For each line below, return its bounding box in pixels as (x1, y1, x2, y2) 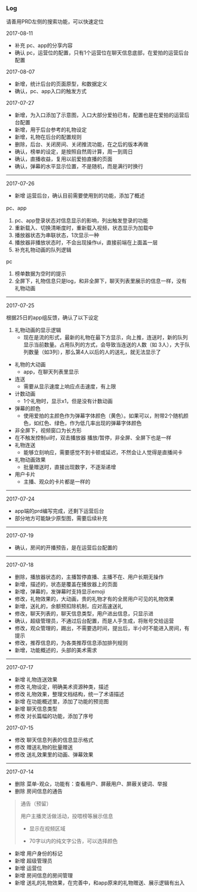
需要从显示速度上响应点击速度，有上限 (23, 383, 116, 390)
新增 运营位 (14, 864, 42, 871)
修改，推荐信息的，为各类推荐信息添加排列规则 (14, 639, 128, 646)
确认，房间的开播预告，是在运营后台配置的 (14, 544, 118, 551)
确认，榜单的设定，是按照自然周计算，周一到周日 (14, 148, 133, 155)
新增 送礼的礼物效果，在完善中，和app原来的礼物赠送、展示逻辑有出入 (14, 879, 185, 886)
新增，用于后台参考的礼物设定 (14, 126, 87, 133)
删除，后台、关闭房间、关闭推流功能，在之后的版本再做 (14, 141, 148, 148)
